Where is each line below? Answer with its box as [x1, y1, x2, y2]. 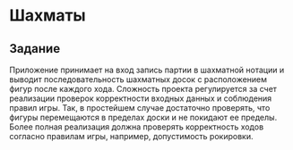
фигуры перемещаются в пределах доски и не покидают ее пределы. [9, 112, 278, 122]
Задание [9, 41, 61, 56]
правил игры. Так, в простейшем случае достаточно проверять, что [9, 103, 271, 112]
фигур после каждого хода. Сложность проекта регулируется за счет [9, 84, 278, 94]
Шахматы [9, 5, 87, 26]
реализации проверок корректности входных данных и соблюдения [9, 93, 272, 104]
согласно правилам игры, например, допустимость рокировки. [9, 131, 254, 141]
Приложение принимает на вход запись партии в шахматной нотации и [9, 64, 285, 75]
